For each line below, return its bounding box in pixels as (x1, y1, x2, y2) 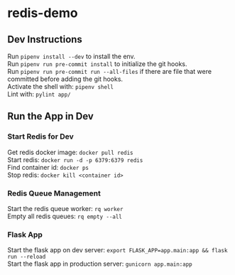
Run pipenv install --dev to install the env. (7, 52, 136, 60)
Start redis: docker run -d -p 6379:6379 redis (7, 155, 143, 164)
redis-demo (7, 5, 78, 21)
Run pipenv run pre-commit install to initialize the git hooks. (7, 60, 187, 68)
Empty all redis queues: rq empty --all (7, 212, 123, 220)
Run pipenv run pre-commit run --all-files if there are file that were (7, 68, 212, 75)
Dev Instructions (7, 33, 83, 45)
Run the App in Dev (7, 110, 94, 122)
